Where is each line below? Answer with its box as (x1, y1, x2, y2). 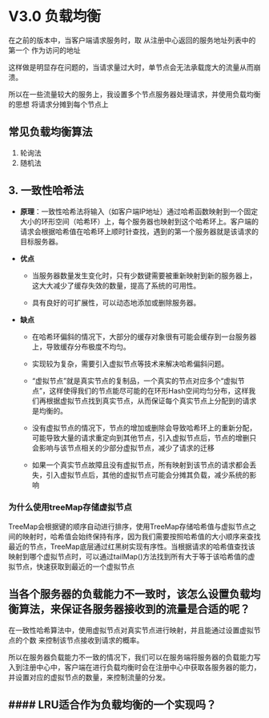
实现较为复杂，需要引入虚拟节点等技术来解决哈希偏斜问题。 (31, 358, 229, 369)
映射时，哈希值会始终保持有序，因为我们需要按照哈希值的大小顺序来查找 (22, 531, 261, 541)
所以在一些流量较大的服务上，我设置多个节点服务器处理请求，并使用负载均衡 (8, 89, 261, 99)
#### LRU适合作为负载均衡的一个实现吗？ (8, 698, 217, 712)
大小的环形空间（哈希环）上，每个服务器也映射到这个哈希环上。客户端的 (19, 216, 259, 226)
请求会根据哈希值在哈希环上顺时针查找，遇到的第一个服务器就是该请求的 (19, 226, 259, 236)
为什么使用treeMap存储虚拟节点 (8, 502, 132, 513)
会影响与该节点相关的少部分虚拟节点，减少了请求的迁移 (31, 442, 215, 453)
